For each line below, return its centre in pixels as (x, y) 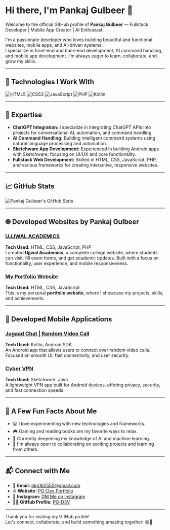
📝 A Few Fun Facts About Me (51, 411)
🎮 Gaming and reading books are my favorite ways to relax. (75, 432)
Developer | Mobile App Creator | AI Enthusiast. (55, 29)
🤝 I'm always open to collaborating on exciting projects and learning (83, 444)
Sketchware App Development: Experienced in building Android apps (86, 149)
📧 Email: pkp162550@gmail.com (46, 485)
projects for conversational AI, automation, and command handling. (83, 132)
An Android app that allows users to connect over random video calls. (78, 350)
